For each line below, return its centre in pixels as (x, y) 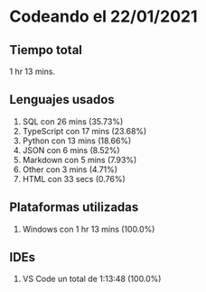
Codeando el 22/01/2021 (103, 17)
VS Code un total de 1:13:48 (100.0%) (92, 279)
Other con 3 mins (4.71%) (70, 169)
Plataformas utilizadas (74, 208)
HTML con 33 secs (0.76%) (74, 178)
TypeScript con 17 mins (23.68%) (84, 131)
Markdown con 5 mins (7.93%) (80, 160)
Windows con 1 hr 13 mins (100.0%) (89, 229)
